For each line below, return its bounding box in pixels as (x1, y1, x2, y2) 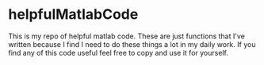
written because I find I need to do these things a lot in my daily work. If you (8, 39, 256, 49)
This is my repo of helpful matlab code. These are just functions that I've (8, 31, 246, 41)
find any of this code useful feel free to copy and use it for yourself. (8, 48, 228, 57)
